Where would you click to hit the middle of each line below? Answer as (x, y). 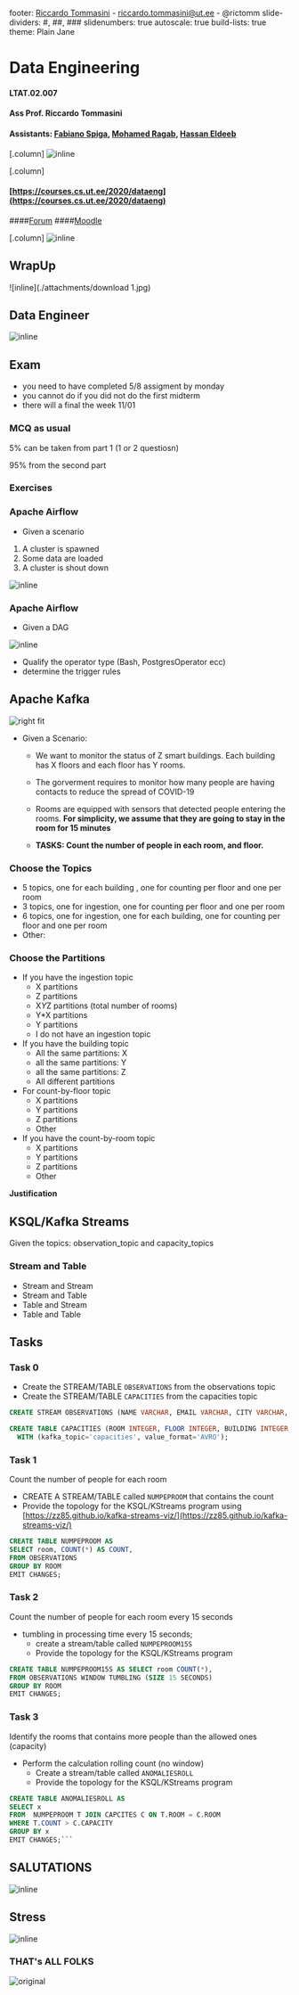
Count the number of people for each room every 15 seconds (121, 1616)
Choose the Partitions (57, 958)
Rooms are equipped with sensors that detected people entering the (161, 809)
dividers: (25, 22)
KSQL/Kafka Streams (69, 1222)
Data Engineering (75, 68)
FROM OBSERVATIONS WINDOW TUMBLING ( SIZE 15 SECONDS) (111, 1678)
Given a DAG (45, 628)
